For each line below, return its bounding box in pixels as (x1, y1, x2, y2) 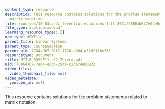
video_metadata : (5, 76, 38, 81)
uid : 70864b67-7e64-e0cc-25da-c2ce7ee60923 (5, 62, 96, 67)
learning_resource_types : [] (5, 30, 65, 35)
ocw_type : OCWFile (5, 35, 43, 40)
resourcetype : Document (5, 53, 54, 58)
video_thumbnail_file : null (9, 71, 67, 76)
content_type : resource (5, 7, 54, 12)
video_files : (5, 67, 32, 72)
